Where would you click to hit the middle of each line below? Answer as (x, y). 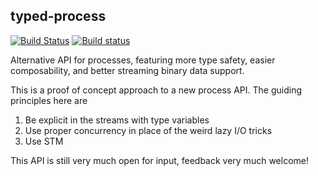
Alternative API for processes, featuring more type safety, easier (143, 60)
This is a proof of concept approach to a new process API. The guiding (156, 90)
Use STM (44, 141)
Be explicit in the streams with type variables (117, 120)
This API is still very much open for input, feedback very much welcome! (159, 160)
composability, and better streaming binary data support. (127, 70)
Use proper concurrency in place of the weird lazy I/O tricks (148, 130)
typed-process (58, 16)
